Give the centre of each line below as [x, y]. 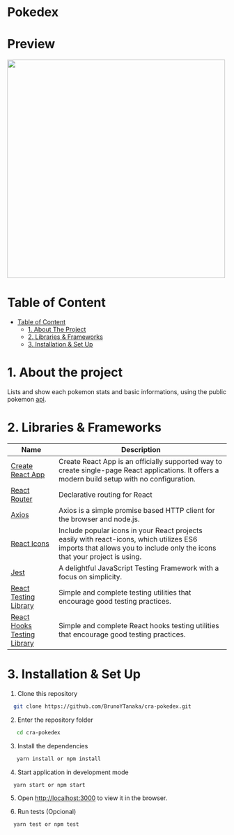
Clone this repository [47, 693]
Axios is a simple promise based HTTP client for [136, 510]
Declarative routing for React [105, 495]
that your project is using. [100, 556]
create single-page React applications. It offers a [139, 470]
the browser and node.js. [99, 519]
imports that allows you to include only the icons [137, 548]
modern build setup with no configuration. [127, 479]
